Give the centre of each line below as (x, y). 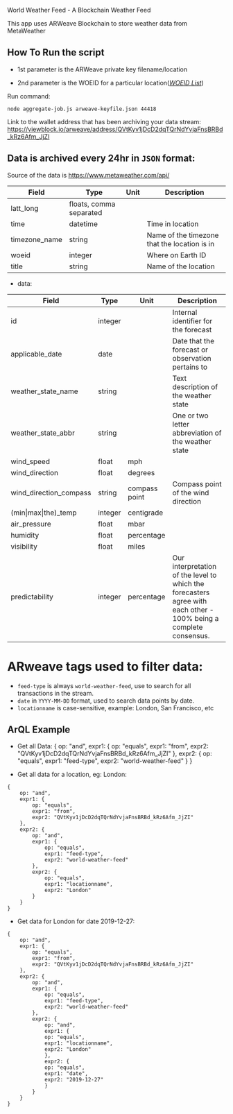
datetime (84, 223)
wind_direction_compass (51, 492)
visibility (24, 546)
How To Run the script (56, 52)
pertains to (190, 367)
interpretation (195, 566)
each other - (193, 610)
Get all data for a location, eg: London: (72, 774)
